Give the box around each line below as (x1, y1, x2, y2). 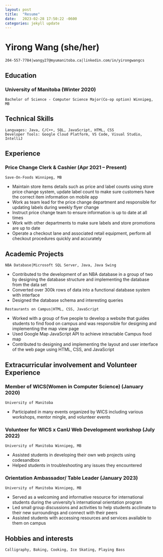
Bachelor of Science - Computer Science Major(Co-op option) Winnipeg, (5, 97, 153, 102)
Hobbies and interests (5, 534, 73, 543)
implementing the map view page (12, 326, 79, 332)
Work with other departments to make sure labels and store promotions (12, 220, 156, 226)
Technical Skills (5, 114, 54, 123)
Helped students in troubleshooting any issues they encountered (12, 463, 142, 468)
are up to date (12, 225, 40, 231)
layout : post (5, 7, 32, 12)
